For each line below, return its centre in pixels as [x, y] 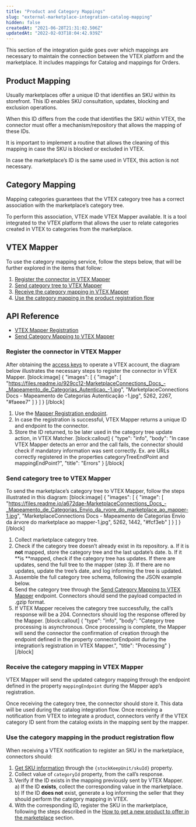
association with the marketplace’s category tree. [65, 205]
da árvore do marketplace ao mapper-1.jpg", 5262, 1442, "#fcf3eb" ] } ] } [94, 522]
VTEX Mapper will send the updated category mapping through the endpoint [98, 680]
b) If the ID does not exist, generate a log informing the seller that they [99, 792]
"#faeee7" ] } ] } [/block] [36, 401]
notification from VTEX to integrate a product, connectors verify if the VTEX [97, 716]
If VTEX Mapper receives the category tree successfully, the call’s [94, 608]
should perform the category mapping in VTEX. [71, 799]
